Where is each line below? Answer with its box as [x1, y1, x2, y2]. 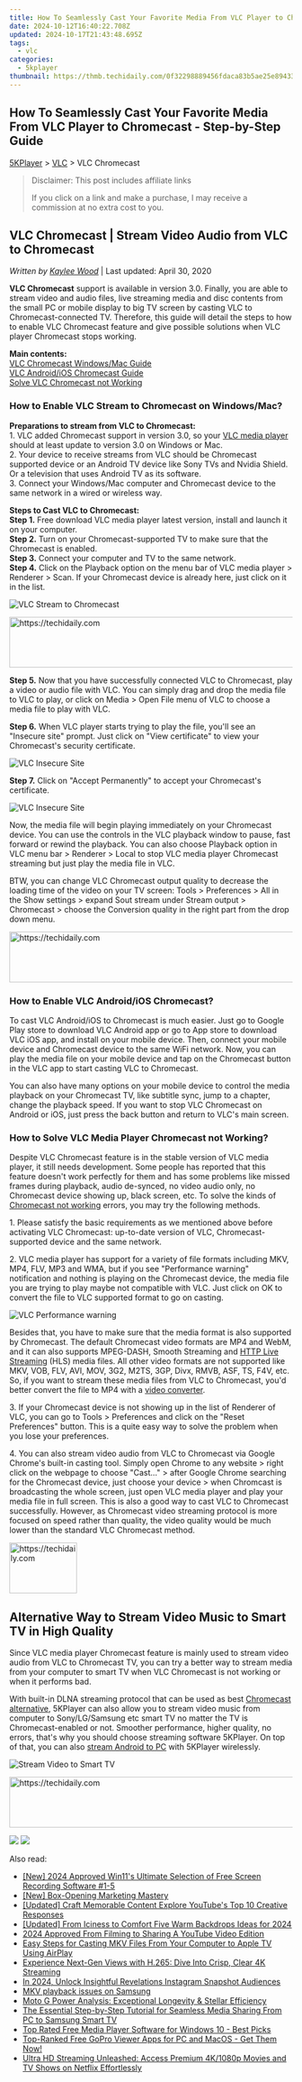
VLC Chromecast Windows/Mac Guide [9, 358, 152, 369]
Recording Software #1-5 [22, 1880, 115, 1892]
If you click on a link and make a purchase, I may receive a [31, 192, 248, 203]
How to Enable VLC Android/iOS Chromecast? [9, 995, 214, 1007]
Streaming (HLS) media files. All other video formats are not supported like [9, 1356, 286, 1367]
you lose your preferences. [9, 1431, 110, 1441]
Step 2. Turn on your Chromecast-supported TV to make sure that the [9, 533, 269, 544]
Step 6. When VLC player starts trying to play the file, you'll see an [9, 721, 256, 732]
